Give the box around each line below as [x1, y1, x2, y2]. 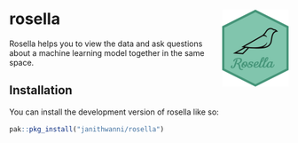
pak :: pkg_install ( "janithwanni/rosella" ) [9, 124, 165, 133]
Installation [9, 83, 73, 98]
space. [9, 57, 35, 68]
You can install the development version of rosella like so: [9, 107, 219, 117]
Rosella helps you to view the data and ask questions [9, 38, 203, 49]
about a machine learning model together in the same [9, 47, 205, 58]
